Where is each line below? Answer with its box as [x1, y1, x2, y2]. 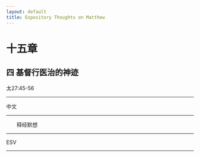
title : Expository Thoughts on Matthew [6, 14, 105, 20]
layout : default [6, 8, 46, 15]
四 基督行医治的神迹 [6, 67, 79, 78]
